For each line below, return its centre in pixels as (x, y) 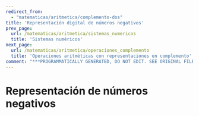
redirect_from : (24, 12)
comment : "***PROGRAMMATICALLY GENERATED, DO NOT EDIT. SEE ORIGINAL (94, 61)
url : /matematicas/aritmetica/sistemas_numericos (73, 34)
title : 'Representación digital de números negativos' (75, 23)
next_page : (19, 45)
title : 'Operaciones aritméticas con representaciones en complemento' (102, 56)
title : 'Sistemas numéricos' (47, 39)
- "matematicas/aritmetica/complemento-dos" (67, 17)
